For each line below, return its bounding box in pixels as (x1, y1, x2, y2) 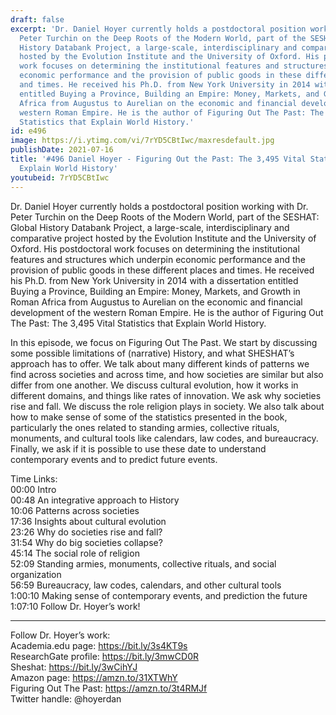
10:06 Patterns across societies (10, 504, 140, 516)
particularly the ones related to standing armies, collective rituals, (10, 421, 280, 433)
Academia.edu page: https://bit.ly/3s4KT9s (10, 639, 188, 651)
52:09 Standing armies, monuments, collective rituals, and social (10, 557, 277, 570)
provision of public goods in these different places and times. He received (10, 264, 315, 276)
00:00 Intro (10, 483, 57, 495)
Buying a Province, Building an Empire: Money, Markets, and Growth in (10, 285, 301, 297)
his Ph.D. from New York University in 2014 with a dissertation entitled (10, 274, 299, 286)
